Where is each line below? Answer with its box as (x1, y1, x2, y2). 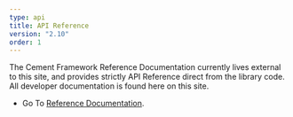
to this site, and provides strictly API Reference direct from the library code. (9, 72, 286, 82)
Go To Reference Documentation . (21, 98, 145, 109)
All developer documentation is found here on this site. (9, 81, 210, 91)
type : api (9, 12, 46, 22)
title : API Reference (9, 21, 90, 30)
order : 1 (9, 37, 42, 47)
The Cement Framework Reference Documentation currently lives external (9, 62, 281, 73)
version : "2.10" (9, 29, 69, 38)
